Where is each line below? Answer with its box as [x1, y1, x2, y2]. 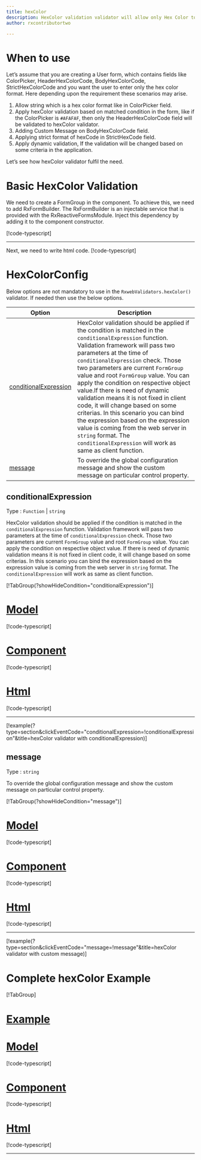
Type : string [6, 768, 39, 775]
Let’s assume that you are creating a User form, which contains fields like [6, 71, 187, 78]
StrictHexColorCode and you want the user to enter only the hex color [6, 84, 178, 91]
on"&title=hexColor [6, 734, 53, 742]
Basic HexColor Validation [6, 179, 139, 193]
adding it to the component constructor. [6, 218, 105, 225]
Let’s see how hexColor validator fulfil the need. [6, 158, 124, 165]
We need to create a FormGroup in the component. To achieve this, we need [6, 199, 194, 206]
